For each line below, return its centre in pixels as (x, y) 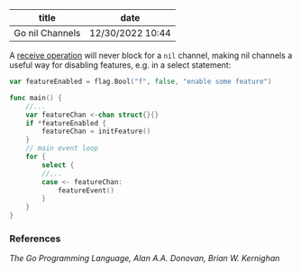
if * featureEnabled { (66, 123)
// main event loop (62, 148)
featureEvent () (86, 190)
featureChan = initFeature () (96, 131)
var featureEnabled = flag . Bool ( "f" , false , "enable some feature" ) (141, 81)
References (35, 239)
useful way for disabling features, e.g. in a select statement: (120, 65)
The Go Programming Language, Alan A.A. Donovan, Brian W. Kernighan (145, 258)
